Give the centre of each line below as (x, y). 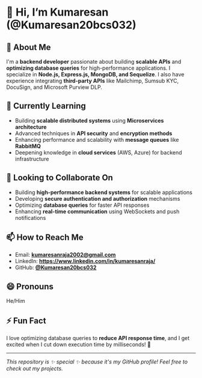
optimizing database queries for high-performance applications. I (88, 68)
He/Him (16, 301)
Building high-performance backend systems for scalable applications (103, 192)
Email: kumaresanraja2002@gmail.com (65, 255)
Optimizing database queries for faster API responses (82, 205)
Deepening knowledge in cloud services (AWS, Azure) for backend (98, 152)
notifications (30, 218)
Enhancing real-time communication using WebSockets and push (97, 211)
